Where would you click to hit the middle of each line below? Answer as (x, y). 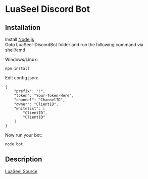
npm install (17, 68)
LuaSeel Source (21, 171)
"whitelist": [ (30, 109)
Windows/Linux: (22, 60)
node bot (14, 144)
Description (24, 159)
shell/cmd (15, 50)
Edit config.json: (22, 78)
